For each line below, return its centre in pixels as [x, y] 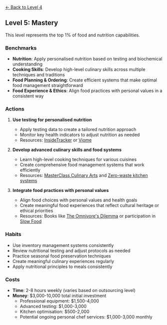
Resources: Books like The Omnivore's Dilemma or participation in [88, 216]
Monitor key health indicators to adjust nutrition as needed [80, 135]
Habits [13, 234]
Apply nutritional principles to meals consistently [62, 266]
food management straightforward [48, 85]
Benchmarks [21, 48]
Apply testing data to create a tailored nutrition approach [78, 129]
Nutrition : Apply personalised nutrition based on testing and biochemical [87, 59]
